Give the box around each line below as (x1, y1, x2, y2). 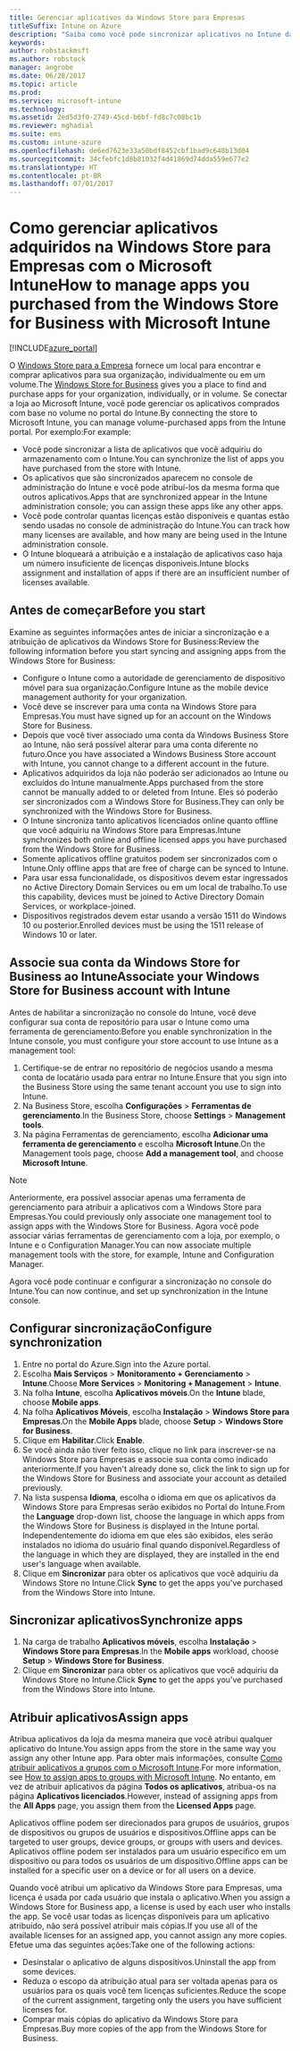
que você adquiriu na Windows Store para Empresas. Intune (21, 824, 241, 835)
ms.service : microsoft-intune (9, 96, 122, 106)
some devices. (21, 1966, 77, 1978)
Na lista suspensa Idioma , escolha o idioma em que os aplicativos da (21, 1492, 277, 1502)
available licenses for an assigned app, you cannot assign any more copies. (9, 1930, 287, 1941)
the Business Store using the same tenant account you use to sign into (21, 1081, 282, 1092)
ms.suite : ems (9, 130, 62, 139)
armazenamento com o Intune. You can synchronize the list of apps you (21, 454, 284, 464)
